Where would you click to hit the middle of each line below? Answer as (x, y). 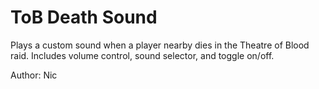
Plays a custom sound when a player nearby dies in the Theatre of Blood (160, 45)
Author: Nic (34, 75)
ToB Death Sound (84, 17)
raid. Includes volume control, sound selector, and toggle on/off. (142, 55)
